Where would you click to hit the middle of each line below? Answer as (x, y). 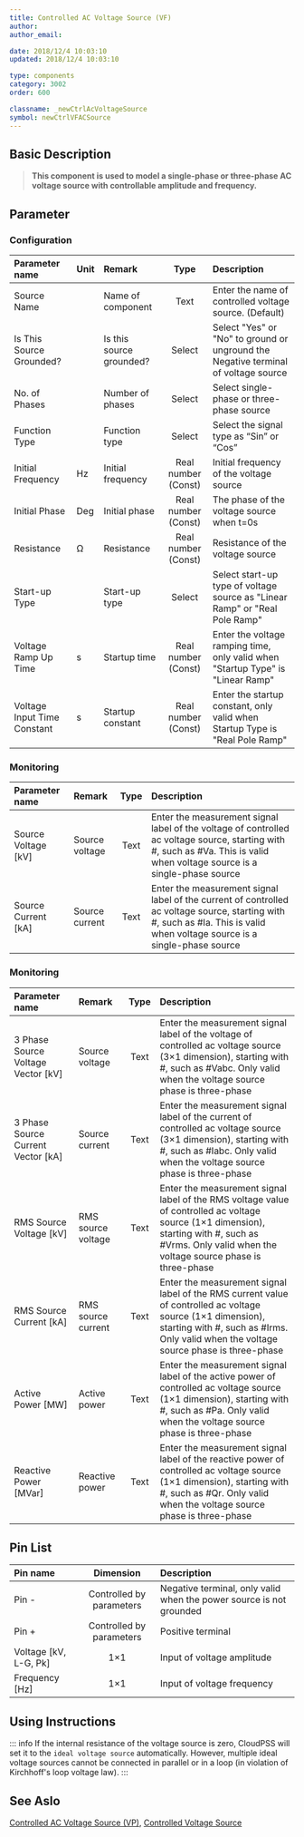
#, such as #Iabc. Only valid (218, 1151)
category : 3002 (38, 84)
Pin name (35, 1573)
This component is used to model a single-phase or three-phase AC (161, 176)
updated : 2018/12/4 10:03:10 (64, 60)
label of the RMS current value (224, 1293)
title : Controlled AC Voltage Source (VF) (90, 18)
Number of (126, 393)
